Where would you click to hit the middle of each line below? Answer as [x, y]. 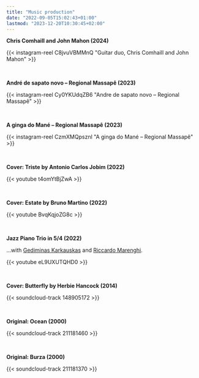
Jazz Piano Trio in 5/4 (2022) [44, 238]
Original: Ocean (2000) [36, 322]
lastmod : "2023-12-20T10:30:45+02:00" [56, 23]
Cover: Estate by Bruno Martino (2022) [57, 203]
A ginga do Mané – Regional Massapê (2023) [64, 125]
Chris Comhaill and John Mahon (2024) [58, 41]
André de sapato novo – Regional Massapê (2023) [71, 83]
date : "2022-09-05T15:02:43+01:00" [52, 18]
